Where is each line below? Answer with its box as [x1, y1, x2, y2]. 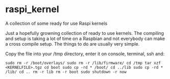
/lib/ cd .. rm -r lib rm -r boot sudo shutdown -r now [5, 69, 127, 74]
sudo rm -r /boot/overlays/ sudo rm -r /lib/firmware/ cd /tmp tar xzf [5, 60, 161, 65]
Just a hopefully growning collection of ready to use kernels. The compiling [5, 30, 164, 36]
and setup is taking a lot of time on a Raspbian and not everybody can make [5, 35, 165, 42]
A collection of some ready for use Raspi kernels [5, 20, 108, 26]
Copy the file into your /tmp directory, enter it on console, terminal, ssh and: [5, 51, 165, 57]
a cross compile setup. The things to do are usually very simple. [5, 41, 140, 47]
